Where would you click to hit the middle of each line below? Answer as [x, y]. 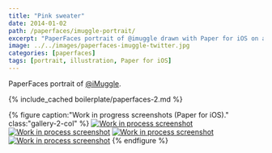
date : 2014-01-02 [38, 23]
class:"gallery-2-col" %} [49, 123]
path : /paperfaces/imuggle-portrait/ [72, 31]
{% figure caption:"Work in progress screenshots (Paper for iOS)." [119, 114]
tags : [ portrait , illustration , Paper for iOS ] [90, 61]
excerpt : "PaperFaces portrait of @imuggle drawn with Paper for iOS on [134, 38]
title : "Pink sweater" [47, 16]
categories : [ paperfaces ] [52, 53]
